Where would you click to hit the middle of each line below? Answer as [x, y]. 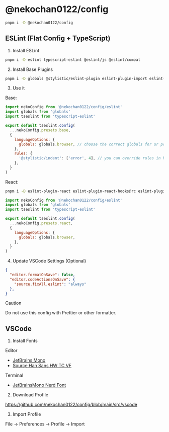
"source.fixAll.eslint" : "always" [50, 284]
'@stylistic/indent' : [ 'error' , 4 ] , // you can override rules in [90, 158]
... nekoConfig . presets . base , [40, 130]
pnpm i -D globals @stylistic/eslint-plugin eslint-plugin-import [76, 78]
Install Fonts [25, 341]
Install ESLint [26, 50]
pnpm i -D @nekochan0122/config [39, 23]
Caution [13, 303]
